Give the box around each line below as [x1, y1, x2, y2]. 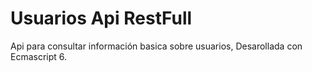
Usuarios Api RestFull [10, 7, 193, 30]
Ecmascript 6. [10, 50, 68, 62]
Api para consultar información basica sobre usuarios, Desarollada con [10, 40, 303, 52]
